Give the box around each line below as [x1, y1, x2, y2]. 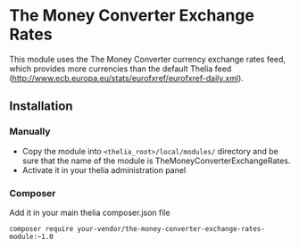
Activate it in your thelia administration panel [21, 164, 187, 175]
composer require [9, 224, 74, 233]
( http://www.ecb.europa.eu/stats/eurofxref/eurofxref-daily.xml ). [9, 72, 244, 83]
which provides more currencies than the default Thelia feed [9, 63, 232, 74]
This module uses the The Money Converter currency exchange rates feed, [9, 54, 287, 64]
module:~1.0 [9, 232, 54, 241]
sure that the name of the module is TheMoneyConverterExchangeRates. [21, 155, 291, 166]
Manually [9, 126, 51, 138]
